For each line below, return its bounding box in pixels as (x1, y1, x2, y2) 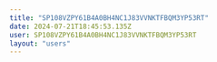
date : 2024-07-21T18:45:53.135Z (9, 22, 132, 31)
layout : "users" (9, 38, 71, 48)
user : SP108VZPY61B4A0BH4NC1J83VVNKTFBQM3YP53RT (9, 30, 197, 39)
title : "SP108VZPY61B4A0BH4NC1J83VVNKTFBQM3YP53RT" (9, 13, 209, 23)
